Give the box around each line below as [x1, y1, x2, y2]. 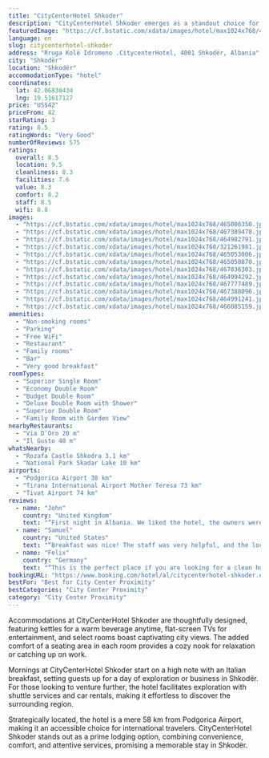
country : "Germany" [22, 556, 88, 564]
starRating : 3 [8, 116, 56, 124]
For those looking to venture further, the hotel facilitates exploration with [8, 682, 247, 691]
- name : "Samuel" [15, 526, 74, 534]
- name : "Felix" [15, 549, 70, 557]
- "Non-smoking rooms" [15, 318, 91, 326]
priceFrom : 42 [8, 109, 56, 117]
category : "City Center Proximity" [8, 594, 127, 602]
